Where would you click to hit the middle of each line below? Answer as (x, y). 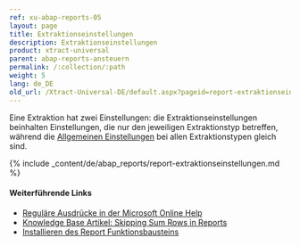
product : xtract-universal (59, 51)
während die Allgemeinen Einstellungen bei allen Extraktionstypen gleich (143, 136)
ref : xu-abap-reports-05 (55, 17)
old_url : (25, 92)
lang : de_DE (31, 84)
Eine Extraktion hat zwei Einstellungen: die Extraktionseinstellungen (133, 118)
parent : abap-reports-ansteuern (69, 59)
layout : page (33, 26)
